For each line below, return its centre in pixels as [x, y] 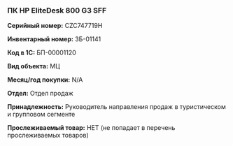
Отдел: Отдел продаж [40, 94]
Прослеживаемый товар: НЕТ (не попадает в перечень [91, 128]
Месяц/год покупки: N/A [45, 80]
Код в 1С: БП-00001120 [42, 53]
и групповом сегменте [41, 115]
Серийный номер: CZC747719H [55, 26]
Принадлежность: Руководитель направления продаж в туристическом [116, 107]
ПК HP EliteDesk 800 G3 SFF [57, 10]
